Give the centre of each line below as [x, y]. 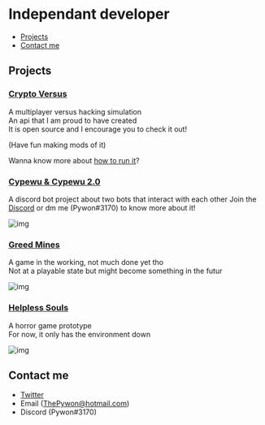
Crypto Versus [38, 94]
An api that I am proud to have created [73, 120]
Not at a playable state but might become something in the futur [115, 271]
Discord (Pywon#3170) [59, 412]
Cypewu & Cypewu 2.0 [54, 181]
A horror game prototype [50, 325]
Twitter [32, 395]
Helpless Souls [39, 308]
